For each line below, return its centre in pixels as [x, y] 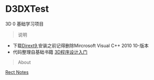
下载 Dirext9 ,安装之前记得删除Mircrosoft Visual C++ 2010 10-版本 [81, 45]
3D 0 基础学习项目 [25, 24]
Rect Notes [17, 72]
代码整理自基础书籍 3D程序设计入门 [50, 52]
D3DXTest [27, 9]
